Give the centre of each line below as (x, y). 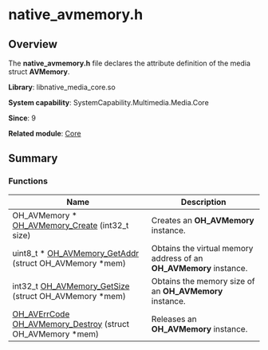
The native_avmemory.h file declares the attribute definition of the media (130, 63)
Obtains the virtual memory (202, 248)
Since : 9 (22, 118)
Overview (33, 44)
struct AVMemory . (39, 72)
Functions (28, 181)
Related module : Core (45, 134)
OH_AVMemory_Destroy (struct (71, 324)
